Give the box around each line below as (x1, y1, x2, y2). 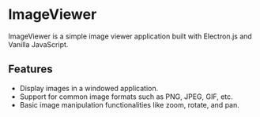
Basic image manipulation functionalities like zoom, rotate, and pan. (19, 100, 239, 109)
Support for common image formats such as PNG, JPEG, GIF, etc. (19, 92, 233, 101)
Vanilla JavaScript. (8, 39, 69, 49)
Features (8, 63, 53, 76)
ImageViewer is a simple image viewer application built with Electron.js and (8, 31, 253, 41)
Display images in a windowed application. (19, 83, 159, 93)
